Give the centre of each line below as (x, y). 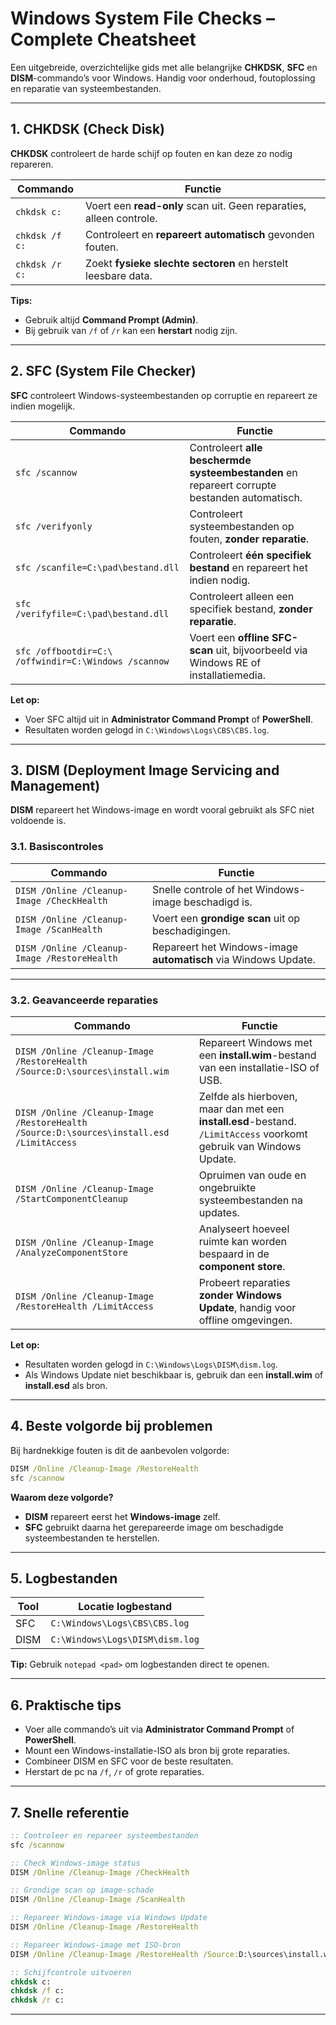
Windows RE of (225, 662)
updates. (219, 1212)
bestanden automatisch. (246, 497)
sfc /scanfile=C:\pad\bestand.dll (97, 567)
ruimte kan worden (243, 1241)
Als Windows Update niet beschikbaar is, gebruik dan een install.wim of (174, 1374)
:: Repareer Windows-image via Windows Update (109, 1918)
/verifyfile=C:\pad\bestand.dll (92, 613)
